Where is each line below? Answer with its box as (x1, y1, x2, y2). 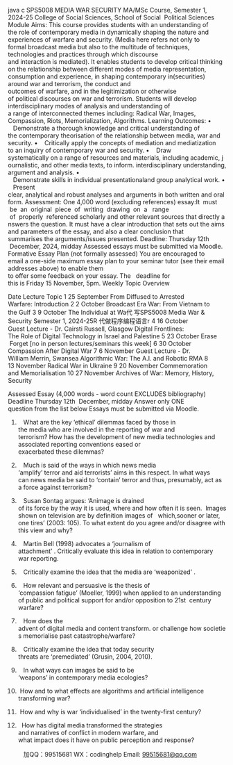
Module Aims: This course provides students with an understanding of (8, 21, 209, 28)
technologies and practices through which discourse (8, 50, 159, 58)
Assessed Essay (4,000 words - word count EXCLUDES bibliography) (8, 390, 207, 398)
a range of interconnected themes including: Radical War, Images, (8, 109, 196, 117)
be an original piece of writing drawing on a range (9, 205, 169, 213)
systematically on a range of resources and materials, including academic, (8, 154, 221, 162)
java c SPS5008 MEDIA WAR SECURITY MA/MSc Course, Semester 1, (8, 6, 207, 14)
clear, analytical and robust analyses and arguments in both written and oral (8, 190, 225, 199)
